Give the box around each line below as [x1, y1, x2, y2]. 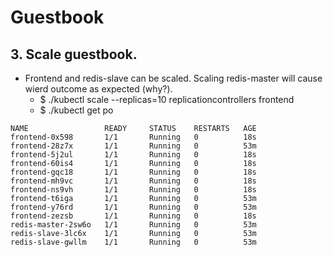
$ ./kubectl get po [39, 104, 114, 116]
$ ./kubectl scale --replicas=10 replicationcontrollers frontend [39, 94, 295, 105]
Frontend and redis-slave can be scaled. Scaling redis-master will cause [24, 72, 323, 84]
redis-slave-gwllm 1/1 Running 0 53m [10, 237, 257, 247]
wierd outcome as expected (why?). [24, 83, 173, 95]
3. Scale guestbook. [10, 46, 138, 63]
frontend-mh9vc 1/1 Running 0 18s [10, 176, 257, 186]
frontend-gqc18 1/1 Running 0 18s [10, 167, 257, 177]
